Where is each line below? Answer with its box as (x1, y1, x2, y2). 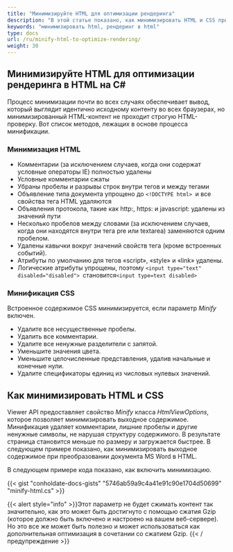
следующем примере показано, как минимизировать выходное (7, 445, 198, 453)
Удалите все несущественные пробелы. (17, 325, 137, 334)
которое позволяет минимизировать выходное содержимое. (7, 415, 189, 424)
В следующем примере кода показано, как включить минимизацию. (7, 466, 212, 474)
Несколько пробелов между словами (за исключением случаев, (17, 220, 210, 228)
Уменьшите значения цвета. (17, 347, 101, 355)
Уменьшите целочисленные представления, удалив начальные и (17, 355, 211, 363)
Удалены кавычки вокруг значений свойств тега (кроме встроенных (17, 241, 222, 250)
